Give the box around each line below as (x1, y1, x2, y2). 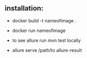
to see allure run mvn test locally (12, 37, 81, 43)
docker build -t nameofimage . (12, 17, 76, 23)
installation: (5, 4, 44, 13)
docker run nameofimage (12, 27, 66, 34)
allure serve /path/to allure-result (12, 47, 82, 53)
